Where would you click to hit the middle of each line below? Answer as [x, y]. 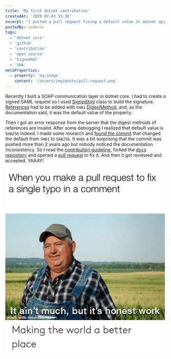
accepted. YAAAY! [25, 161]
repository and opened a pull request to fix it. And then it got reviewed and [83, 155]
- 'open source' [27, 54]
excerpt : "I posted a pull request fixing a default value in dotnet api [86, 22]
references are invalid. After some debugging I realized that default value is [84, 128]
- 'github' [21, 44]
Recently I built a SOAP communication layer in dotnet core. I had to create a [86, 96]
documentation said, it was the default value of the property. [69, 112]
